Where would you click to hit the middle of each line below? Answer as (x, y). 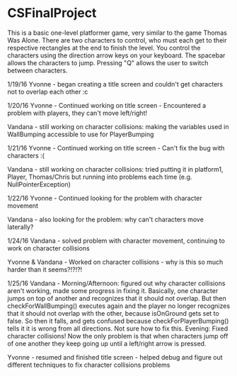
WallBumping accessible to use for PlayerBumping (81, 134)
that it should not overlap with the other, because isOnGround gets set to (113, 313)
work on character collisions (48, 248)
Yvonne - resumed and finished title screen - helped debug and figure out (115, 357)
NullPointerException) (39, 184)
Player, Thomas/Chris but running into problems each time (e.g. (100, 177)
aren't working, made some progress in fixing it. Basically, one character (113, 291)
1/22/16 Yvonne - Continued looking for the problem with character (105, 198)
